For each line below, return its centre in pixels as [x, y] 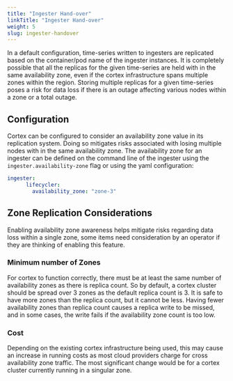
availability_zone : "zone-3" [74, 191]
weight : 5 [22, 26]
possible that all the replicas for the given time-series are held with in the [112, 68]
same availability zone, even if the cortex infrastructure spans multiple [108, 75]
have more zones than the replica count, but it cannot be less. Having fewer [116, 300]
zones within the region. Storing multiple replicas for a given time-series [111, 83]
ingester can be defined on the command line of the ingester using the [108, 158]
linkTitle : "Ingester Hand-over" [56, 20]
